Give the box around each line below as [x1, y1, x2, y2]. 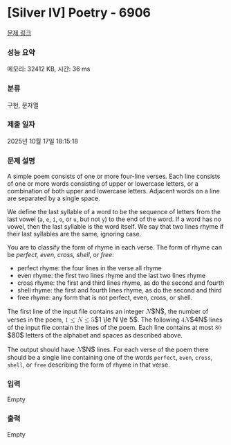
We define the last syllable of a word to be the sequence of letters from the [7, 208, 221, 216]
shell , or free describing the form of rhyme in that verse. [7, 360, 171, 369]
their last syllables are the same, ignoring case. [7, 230, 142, 238]
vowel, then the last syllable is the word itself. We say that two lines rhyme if [7, 222, 224, 231]
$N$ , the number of [151, 307, 209, 316]
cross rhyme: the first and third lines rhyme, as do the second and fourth [17, 279, 225, 287]
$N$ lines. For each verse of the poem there [82, 345, 209, 354]
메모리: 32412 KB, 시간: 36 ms [7, 64, 91, 73]
